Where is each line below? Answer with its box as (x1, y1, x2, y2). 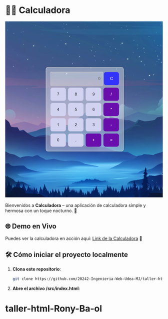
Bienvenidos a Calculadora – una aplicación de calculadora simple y (5, 202, 146, 208)
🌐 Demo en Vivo (5, 222, 56, 230)
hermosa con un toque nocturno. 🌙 (5, 207, 77, 213)
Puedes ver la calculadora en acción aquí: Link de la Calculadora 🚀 (5, 235, 142, 241)
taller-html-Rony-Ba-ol (5, 303, 102, 314)
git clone (12, 276, 33, 281)
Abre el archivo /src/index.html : (12, 285, 80, 291)
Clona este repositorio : (12, 266, 61, 272)
